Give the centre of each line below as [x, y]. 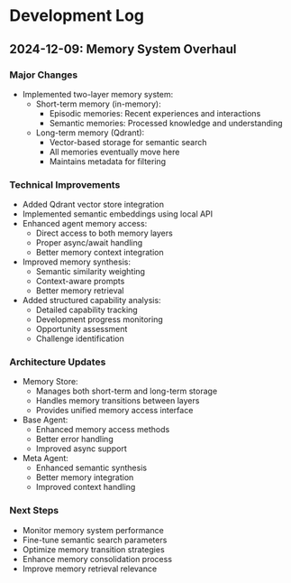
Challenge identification [80, 338]
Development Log [77, 16]
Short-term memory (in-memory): [98, 104]
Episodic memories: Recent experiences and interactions [155, 113]
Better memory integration [85, 477]
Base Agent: [45, 420]
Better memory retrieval [80, 291]
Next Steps [34, 511]
